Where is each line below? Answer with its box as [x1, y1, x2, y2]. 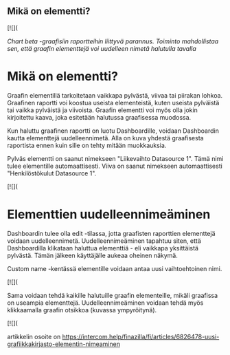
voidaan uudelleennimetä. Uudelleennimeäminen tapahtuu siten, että [7, 237, 201, 245]
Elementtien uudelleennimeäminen [7, 206, 211, 222]
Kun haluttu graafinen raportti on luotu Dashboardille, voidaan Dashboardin [7, 127, 220, 135]
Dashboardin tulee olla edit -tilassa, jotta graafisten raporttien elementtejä [7, 229, 216, 237]
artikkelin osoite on [7, 332, 61, 341]
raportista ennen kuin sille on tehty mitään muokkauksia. [7, 141, 167, 149]
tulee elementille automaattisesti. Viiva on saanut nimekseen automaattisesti [7, 162, 223, 170]
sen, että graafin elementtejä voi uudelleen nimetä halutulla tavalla [7, 44, 197, 52]
